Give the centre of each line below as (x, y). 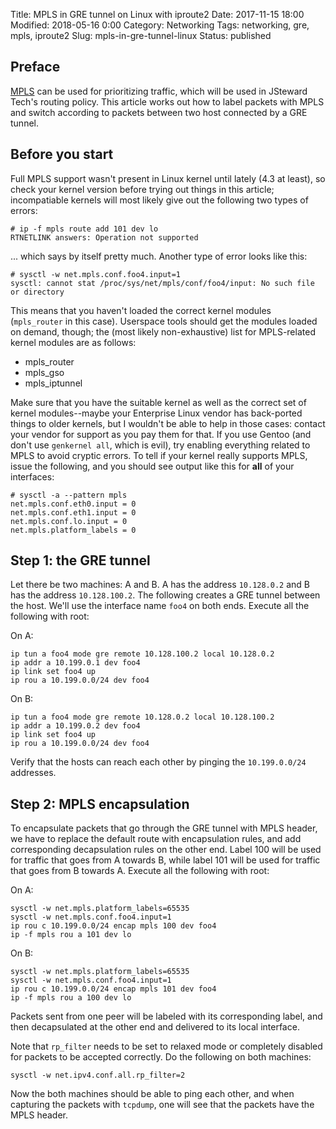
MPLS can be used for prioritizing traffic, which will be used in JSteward (159, 91)
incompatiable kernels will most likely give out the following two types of (159, 200)
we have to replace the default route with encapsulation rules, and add (156, 839)
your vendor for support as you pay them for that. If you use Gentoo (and (161, 434)
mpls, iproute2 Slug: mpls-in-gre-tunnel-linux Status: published (141, 35)
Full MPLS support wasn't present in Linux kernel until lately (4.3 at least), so (168, 178)
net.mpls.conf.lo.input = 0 (69, 521)
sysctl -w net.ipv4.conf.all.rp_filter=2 (98, 1075)
